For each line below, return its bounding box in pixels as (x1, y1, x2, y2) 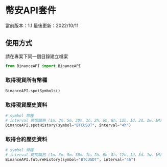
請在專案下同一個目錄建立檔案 (5, 53, 68, 59)
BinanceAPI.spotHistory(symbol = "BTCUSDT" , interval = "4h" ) (5, 123, 131, 128)
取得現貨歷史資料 (5, 101, 47, 108)
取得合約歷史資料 (5, 135, 47, 143)
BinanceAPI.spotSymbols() (5, 88, 60, 93)
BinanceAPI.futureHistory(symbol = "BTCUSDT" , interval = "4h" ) (5, 157, 136, 162)
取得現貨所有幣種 (5, 76, 47, 83)
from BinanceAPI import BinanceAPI (5, 63, 81, 69)
